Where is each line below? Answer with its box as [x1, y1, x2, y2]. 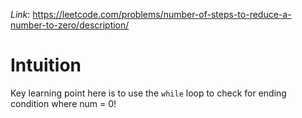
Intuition [10, 54, 82, 77]
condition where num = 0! [10, 97, 117, 109]
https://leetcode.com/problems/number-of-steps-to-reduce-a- [32, 9, 292, 20]
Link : [10, 9, 31, 20]
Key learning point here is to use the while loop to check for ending [10, 87, 287, 99]
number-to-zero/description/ [10, 19, 130, 31]
